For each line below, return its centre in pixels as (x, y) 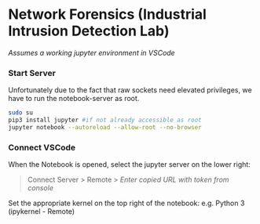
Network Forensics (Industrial (107, 14)
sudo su (21, 113)
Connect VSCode (42, 147)
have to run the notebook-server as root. (74, 99)
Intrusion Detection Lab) (89, 31)
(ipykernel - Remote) (42, 211)
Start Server (32, 73)
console (40, 188)
